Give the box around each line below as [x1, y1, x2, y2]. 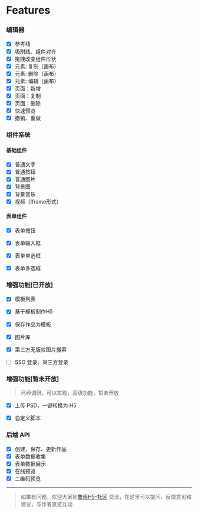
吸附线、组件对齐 [14, 48, 57, 55]
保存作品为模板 [14, 321, 51, 328]
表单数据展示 [14, 460, 46, 467]
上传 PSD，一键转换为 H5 [14, 402, 77, 409]
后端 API [6, 431, 30, 439]
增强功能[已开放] [6, 281, 53, 289]
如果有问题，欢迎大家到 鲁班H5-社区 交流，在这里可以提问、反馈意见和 [20, 493, 192, 500]
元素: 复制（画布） [14, 63, 60, 70]
